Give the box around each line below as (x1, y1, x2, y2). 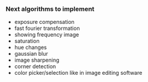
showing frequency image (14, 31, 79, 38)
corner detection (14, 63, 57, 70)
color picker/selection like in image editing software (14, 69, 143, 77)
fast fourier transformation (14, 25, 80, 32)
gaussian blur (14, 50, 49, 57)
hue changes (14, 44, 47, 51)
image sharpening (14, 56, 60, 64)
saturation (14, 38, 40, 45)
